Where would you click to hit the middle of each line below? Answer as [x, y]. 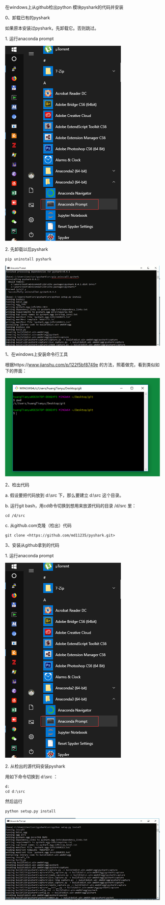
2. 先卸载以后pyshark [27, 249]
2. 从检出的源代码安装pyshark [35, 766]
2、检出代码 [17, 485]
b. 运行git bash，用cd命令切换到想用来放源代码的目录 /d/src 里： [71, 505]
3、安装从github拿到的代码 [32, 545]
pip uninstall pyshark [28, 259]
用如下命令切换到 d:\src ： [31, 776]
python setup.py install [30, 811]
